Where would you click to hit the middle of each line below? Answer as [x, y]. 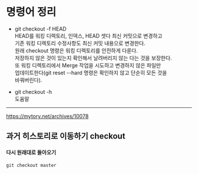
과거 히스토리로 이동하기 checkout [66, 136]
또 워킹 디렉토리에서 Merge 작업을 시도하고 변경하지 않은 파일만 [88, 65]
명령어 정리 [31, 12]
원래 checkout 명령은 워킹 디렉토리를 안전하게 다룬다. [76, 50]
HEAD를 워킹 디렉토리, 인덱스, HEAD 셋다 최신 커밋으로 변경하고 [88, 35]
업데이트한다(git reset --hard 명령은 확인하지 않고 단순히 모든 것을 [91, 73]
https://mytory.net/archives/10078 [47, 116]
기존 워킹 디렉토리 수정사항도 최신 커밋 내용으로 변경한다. [80, 43]
